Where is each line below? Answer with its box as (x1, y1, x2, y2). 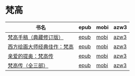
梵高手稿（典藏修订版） (8, 34, 64, 41)
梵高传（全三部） (8, 62, 49, 69)
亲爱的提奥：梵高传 (8, 52, 54, 59)
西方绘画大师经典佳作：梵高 (8, 43, 74, 50)
